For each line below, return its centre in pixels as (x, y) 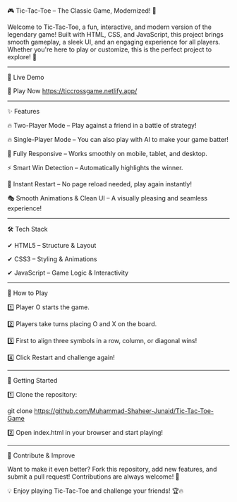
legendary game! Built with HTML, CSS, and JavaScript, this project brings (115, 34)
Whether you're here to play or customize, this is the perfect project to (110, 49)
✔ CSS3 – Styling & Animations (52, 259)
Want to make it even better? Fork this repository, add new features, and (112, 469)
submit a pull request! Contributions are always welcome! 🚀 (93, 477)
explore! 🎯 (22, 57)
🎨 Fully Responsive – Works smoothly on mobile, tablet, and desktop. (108, 154)
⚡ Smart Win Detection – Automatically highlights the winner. (95, 168)
